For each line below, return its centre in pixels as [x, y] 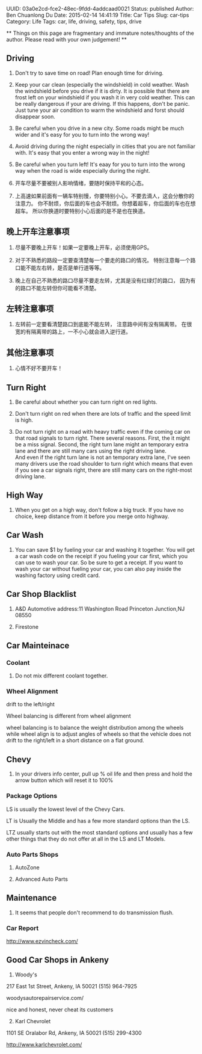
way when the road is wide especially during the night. [82, 170]
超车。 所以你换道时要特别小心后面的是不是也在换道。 [81, 211]
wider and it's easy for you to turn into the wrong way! [82, 134]
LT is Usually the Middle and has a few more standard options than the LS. [98, 821]
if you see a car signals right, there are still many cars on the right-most [103, 470]
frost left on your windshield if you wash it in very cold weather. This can [105, 97]
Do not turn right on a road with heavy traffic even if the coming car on [103, 432]
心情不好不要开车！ [39, 368]
